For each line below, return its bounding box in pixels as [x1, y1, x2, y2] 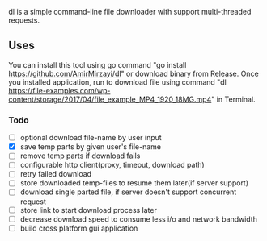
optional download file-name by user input [19, 133, 162, 143]
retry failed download [19, 169, 91, 179]
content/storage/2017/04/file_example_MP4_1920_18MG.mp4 [8, 94, 212, 104]
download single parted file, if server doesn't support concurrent [19, 187, 237, 197]
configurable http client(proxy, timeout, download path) [19, 160, 205, 170]
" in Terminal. [211, 94, 256, 104]
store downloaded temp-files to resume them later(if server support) [19, 178, 249, 188]
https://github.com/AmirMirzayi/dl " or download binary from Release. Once [8, 69, 259, 78]
